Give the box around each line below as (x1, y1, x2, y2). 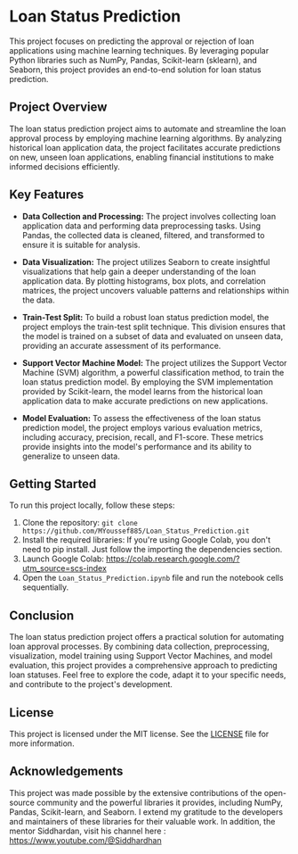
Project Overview (9, 100, 108, 115)
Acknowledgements (9, 764, 124, 779)
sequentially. (21, 582, 69, 593)
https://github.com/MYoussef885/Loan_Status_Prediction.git (21, 526, 250, 536)
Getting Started (9, 476, 97, 492)
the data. (21, 294, 55, 305)
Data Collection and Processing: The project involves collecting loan (21, 211, 277, 221)
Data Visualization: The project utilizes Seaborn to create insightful (21, 256, 270, 267)
